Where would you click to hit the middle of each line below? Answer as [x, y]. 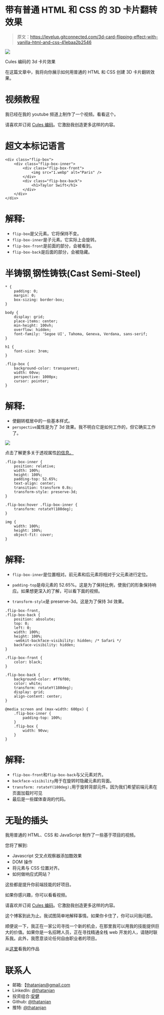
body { [12, 312]
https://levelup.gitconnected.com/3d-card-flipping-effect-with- [94, 37]
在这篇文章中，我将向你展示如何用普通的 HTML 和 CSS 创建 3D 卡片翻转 [78, 72]
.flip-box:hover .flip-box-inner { [41, 505]
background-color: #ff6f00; [42, 679]
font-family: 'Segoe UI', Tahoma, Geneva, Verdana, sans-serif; [81, 334]
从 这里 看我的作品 [22, 949]
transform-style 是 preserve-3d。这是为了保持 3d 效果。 [69, 601]
